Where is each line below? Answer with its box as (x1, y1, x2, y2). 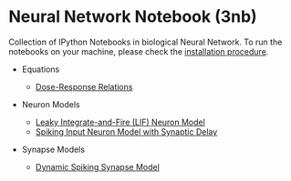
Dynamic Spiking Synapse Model (35, 161, 161, 172)
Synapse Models (21, 144, 86, 155)
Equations (21, 64, 60, 75)
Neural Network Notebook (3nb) (8, 6, 257, 27)
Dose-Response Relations (35, 81, 133, 92)
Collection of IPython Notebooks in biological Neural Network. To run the (8, 36, 283, 47)
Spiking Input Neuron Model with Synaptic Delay (35, 126, 218, 137)
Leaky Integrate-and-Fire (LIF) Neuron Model (35, 116, 206, 127)
